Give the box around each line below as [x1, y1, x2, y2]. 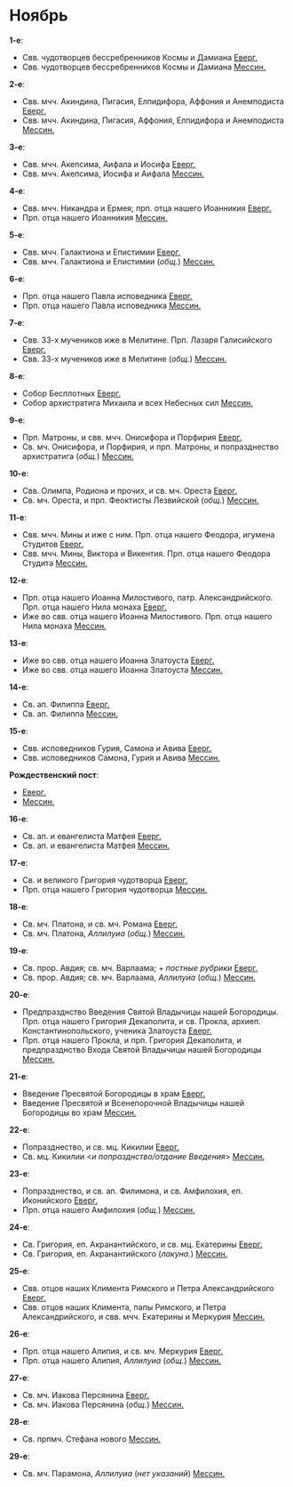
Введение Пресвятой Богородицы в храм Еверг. [21, 1087, 206, 1099]
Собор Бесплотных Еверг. [21, 388, 122, 399]
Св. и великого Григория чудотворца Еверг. [21, 874, 188, 885]
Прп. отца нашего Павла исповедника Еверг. [21, 290, 194, 301]
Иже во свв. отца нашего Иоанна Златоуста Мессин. [21, 664, 224, 675]
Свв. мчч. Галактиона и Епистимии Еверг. [21, 246, 181, 257]
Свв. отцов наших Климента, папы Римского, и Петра [21, 1301, 226, 1313]
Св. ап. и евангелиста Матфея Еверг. [21, 830, 162, 841]
